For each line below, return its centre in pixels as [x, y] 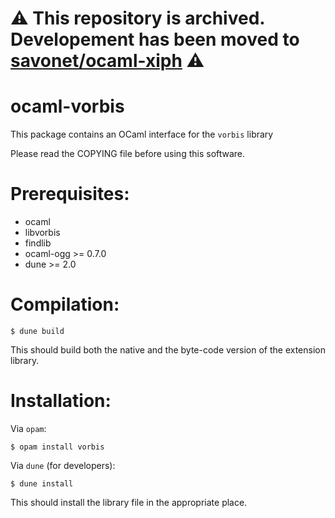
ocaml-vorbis [67, 106]
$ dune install [42, 483]
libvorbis [42, 233]
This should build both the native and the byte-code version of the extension [168, 350]
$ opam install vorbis [57, 447]
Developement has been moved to [155, 39]
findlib [38, 243]
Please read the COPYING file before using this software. [128, 154]
